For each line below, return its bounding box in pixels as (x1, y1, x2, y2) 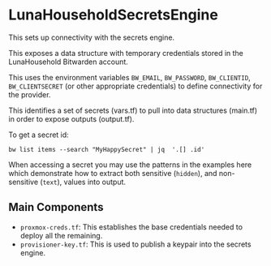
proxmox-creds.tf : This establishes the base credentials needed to (19, 221, 243, 232)
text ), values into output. (42, 177, 127, 187)
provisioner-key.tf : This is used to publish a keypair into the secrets (19, 239, 252, 249)
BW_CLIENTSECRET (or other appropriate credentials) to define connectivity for (8, 81, 263, 91)
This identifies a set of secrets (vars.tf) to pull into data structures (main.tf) (8, 105, 258, 115)
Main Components (8, 200, 104, 214)
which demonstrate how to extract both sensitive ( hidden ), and (8, 168, 217, 178)
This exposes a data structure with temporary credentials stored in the (8, 48, 243, 58)
